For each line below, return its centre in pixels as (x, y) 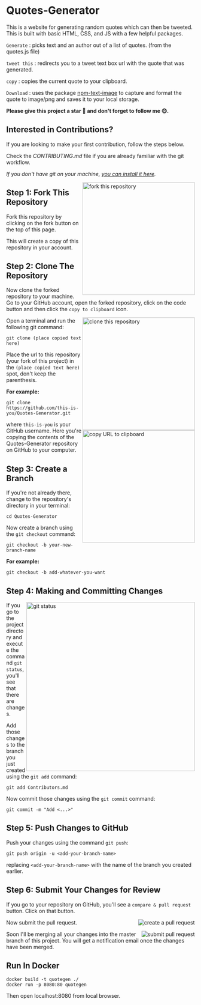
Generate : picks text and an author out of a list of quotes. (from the (89, 45)
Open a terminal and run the (41, 321)
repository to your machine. (40, 296)
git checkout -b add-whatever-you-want (56, 572)
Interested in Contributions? (60, 130)
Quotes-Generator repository (42, 444)
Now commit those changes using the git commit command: (81, 799)
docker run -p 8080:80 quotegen (46, 985)
